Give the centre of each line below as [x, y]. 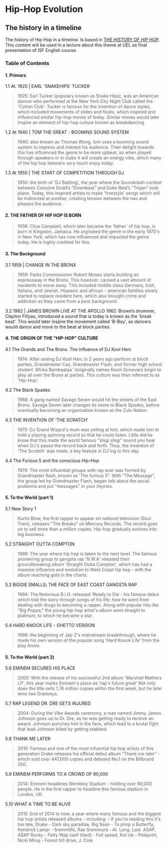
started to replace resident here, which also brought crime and [82, 295]
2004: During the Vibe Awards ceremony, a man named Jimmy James [89, 713]
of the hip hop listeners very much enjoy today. [66, 163]
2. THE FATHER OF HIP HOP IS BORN [43, 215]
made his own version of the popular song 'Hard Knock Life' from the [88, 640]
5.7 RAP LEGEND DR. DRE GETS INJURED [48, 703]
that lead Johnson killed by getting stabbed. [63, 729]
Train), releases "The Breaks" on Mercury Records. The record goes [87, 523]
